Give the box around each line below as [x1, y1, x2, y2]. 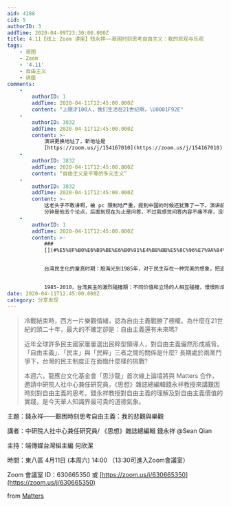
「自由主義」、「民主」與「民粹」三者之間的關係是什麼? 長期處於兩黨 [23, 348, 216, 357]
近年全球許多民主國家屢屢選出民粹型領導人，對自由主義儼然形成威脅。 [23, 339, 223, 348]
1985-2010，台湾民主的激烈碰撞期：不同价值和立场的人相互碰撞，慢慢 [43, 284, 215, 291]
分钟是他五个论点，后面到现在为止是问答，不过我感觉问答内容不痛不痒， [43, 209, 219, 215]
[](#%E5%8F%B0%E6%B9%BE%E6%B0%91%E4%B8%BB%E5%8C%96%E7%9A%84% [43, 247, 226, 254]
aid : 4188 [7, 10, 36, 17]
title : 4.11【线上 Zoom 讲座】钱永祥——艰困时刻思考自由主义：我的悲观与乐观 [7, 36, 204, 43]
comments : [7, 81, 36, 87]
